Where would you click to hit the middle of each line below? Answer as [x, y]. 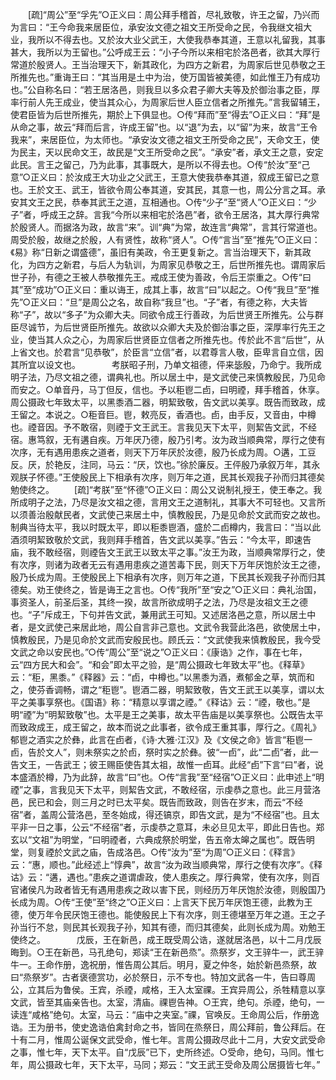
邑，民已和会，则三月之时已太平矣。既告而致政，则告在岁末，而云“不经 [157, 802]
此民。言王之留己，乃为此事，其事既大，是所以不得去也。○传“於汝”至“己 [160, 164]
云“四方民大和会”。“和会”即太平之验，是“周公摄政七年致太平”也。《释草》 [160, 664]
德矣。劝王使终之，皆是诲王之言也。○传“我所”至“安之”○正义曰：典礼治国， [166, 589]
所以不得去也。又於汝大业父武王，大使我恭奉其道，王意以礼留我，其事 [181, 39]
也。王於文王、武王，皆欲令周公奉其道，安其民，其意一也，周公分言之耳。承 [168, 189]
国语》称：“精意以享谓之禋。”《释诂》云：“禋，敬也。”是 [197, 702]
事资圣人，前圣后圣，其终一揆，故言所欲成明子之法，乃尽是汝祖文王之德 [159, 602]
